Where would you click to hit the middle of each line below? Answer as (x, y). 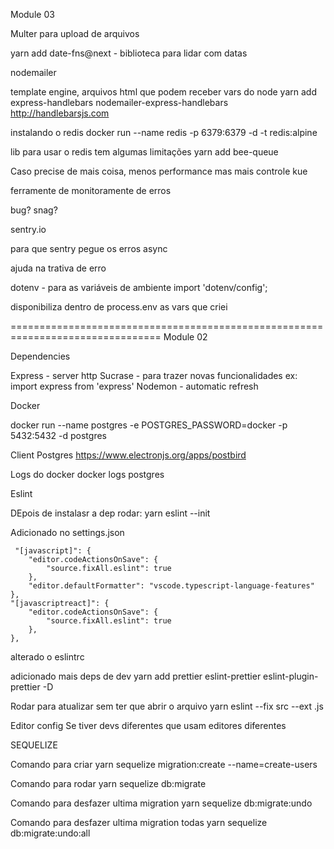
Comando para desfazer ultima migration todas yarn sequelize (139, 822)
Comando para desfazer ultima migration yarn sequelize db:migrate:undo (161, 803)
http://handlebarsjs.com (60, 113)
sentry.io (28, 229)
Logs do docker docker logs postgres (87, 474)
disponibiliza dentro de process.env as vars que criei (119, 307)
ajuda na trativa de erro (58, 268)
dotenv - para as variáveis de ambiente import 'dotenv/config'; (139, 287)
